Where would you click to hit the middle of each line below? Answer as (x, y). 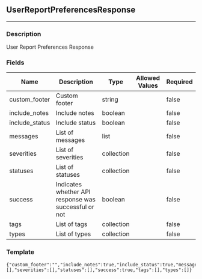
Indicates (69, 185)
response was (76, 200)
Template (20, 252)
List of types (74, 234)
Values (148, 85)
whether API (73, 192)
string (110, 100)
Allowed (148, 78)
